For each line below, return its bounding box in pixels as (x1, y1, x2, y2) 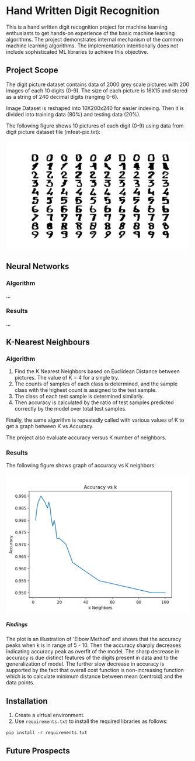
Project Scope (6, 66, 58, 75)
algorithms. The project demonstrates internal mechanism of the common (6, 36, 183, 43)
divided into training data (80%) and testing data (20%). (6, 111, 141, 118)
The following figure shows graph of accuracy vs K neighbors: (6, 462, 156, 469)
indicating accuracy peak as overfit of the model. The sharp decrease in (6, 648, 180, 655)
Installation (6, 696, 48, 706)
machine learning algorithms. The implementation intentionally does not (6, 42, 179, 49)
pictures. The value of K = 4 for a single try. (14, 374, 120, 381)
